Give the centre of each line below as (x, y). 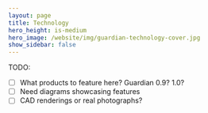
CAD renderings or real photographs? (81, 100)
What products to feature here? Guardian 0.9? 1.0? (102, 83)
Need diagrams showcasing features (80, 92)
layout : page (30, 15)
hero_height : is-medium (48, 30)
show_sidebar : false (42, 45)
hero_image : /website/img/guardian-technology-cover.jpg (104, 38)
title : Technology (39, 23)
